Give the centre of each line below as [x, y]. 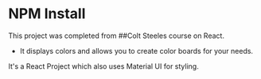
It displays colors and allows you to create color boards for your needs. [136, 51]
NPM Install [47, 14]
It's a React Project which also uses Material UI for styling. [103, 66]
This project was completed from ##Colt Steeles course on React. [117, 36]
